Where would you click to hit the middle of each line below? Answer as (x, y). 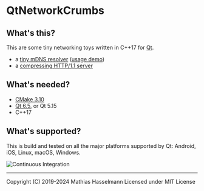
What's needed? (38, 85)
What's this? (31, 33)
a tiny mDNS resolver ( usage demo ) (60, 59)
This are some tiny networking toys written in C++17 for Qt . (80, 47)
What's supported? (44, 131)
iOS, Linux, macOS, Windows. (43, 152)
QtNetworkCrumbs (56, 11)
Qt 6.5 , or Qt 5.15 (36, 106)
